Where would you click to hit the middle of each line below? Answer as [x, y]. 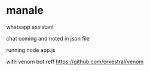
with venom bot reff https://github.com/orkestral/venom [75, 61]
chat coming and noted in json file [48, 38]
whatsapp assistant [30, 27]
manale [25, 10]
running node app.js [31, 50]
